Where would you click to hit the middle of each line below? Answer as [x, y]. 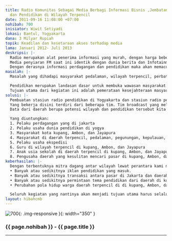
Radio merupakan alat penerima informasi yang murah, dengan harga [83, 57]
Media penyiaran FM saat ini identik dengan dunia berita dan [78, 62]
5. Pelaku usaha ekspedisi [39, 142]
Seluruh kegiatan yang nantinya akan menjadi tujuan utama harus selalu [89, 195]
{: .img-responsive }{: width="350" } [57, 213]
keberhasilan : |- [24, 161]
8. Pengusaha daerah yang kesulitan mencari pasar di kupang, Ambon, [85, 157]
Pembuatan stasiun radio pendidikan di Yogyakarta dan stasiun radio [85, 100]
